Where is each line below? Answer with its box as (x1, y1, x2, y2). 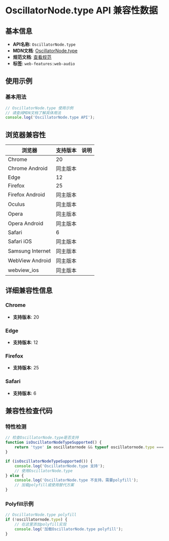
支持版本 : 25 (12, 365, 39, 371)
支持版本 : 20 (12, 314, 39, 320)
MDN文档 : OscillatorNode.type (12, 48, 78, 54)
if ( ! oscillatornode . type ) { (5, 517, 68, 523)
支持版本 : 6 (12, 390, 37, 396)
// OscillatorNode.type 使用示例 (5, 106, 74, 111)
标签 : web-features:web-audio (12, 60, 75, 67)
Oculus (8, 201, 25, 208)
